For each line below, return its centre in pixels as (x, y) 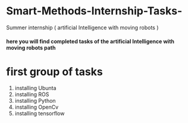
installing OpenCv (37, 107)
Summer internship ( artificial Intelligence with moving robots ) (82, 27)
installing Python (35, 101)
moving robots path (31, 47)
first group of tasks (54, 71)
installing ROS (32, 94)
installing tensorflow (40, 113)
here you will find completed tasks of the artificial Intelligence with (90, 41)
